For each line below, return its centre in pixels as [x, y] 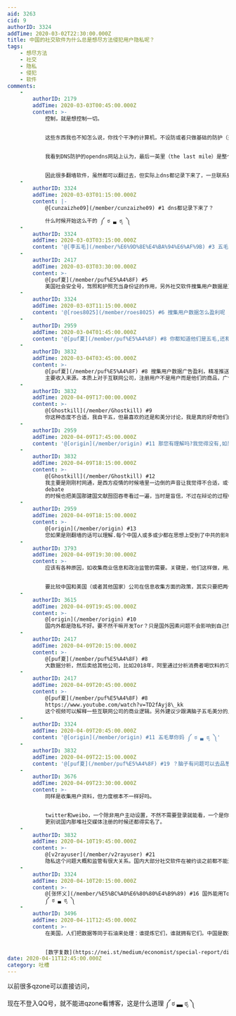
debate [54, 489]
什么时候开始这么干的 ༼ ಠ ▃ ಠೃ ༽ [87, 221]
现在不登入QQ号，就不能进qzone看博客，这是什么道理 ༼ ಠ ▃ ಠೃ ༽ [101, 1003]
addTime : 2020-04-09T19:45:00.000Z [85, 607]
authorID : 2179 [55, 99]
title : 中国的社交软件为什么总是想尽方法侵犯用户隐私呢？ [81, 40]
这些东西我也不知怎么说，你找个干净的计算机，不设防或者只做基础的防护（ [136, 137]
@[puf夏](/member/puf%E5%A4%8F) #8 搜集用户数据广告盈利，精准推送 [137, 371]
